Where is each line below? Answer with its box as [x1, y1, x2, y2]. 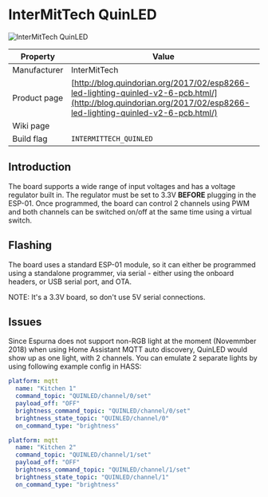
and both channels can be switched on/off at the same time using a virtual [8, 207, 253, 216]
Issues [8, 315, 42, 329]
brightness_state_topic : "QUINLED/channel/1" [15, 473, 170, 481]
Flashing [8, 239, 53, 252]
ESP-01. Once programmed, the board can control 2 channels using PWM [8, 198, 250, 208]
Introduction [8, 160, 72, 174]
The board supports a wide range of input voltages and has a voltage [8, 181, 236, 191]
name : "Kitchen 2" [15, 444, 77, 452]
